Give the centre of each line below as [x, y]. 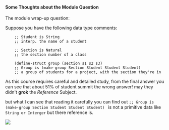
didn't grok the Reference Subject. [41, 92]
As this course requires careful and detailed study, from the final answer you [85, 82]
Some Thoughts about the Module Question [52, 7]
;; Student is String [37, 37]
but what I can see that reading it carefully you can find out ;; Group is [80, 102]
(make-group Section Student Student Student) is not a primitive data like [83, 107]
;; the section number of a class [50, 55]
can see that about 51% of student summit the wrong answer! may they [79, 87]
